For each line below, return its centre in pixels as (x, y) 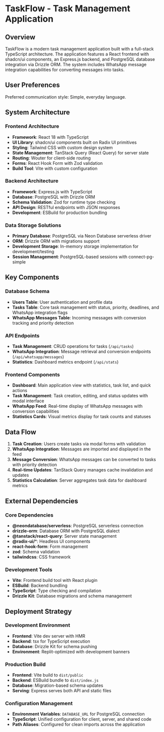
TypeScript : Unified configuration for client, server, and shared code (82, 719)
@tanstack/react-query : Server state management (64, 536)
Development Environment (38, 625)
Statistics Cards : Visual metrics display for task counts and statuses (82, 417)
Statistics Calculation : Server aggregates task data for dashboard (79, 480)
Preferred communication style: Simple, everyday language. (66, 97)
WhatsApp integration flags (40, 313)
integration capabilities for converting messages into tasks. (65, 70)
